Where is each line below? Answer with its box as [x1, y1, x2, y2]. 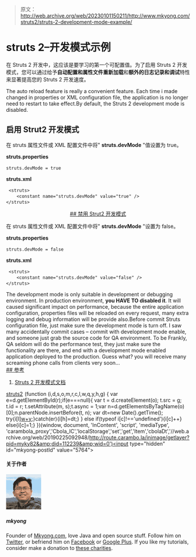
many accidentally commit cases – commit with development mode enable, [6, 328, 187, 335]
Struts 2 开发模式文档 [14, 378, 66, 385]
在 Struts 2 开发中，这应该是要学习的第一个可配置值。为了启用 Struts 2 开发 [6, 61, 188, 68]
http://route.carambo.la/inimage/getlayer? [89, 433, 190, 441]
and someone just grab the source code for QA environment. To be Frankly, [6, 334, 187, 341]
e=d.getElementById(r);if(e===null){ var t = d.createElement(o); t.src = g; [6, 397, 182, 404]
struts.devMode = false [6, 246, 64, 252]
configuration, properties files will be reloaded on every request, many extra [6, 309, 189, 316]
